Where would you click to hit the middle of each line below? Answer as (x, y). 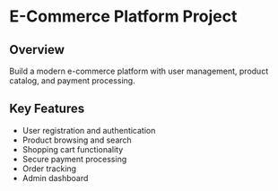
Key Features (47, 109)
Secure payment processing (74, 159)
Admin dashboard (55, 178)
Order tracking (49, 169)
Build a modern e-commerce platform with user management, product (139, 71)
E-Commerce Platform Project (123, 17)
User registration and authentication (89, 130)
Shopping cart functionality (73, 149)
